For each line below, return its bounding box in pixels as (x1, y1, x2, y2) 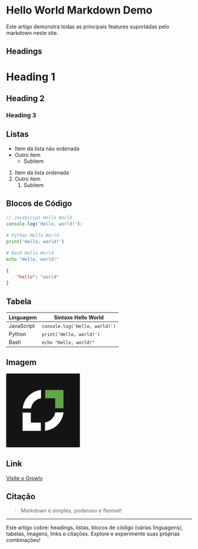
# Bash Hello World (6, 250, 54, 256)
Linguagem (8, 314, 37, 321)
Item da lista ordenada (14, 169, 70, 176)
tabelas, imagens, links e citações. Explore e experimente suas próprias (6, 530, 180, 537)
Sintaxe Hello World (54, 314, 104, 321)
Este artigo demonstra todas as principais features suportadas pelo (6, 23, 170, 30)
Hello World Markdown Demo (6, 4, 153, 17)
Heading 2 (6, 93, 45, 103)
